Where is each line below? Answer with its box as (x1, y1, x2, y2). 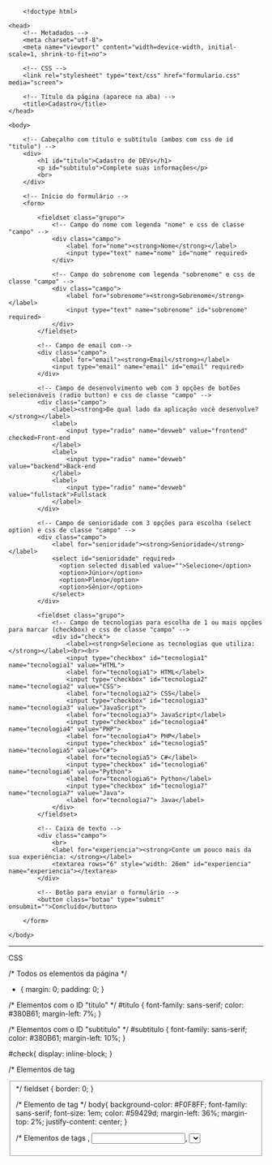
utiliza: (225, 640, 255, 648)
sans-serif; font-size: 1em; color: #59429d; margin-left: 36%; (15, 1108, 220, 1118)
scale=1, (8, 50, 38, 58)
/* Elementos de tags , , (15, 1133, 188, 1142)
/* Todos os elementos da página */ (8, 969, 127, 978)
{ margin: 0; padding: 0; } (19, 985, 104, 994)
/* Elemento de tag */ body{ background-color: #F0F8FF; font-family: (15, 1099, 248, 1109)
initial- (207, 43, 237, 51)
